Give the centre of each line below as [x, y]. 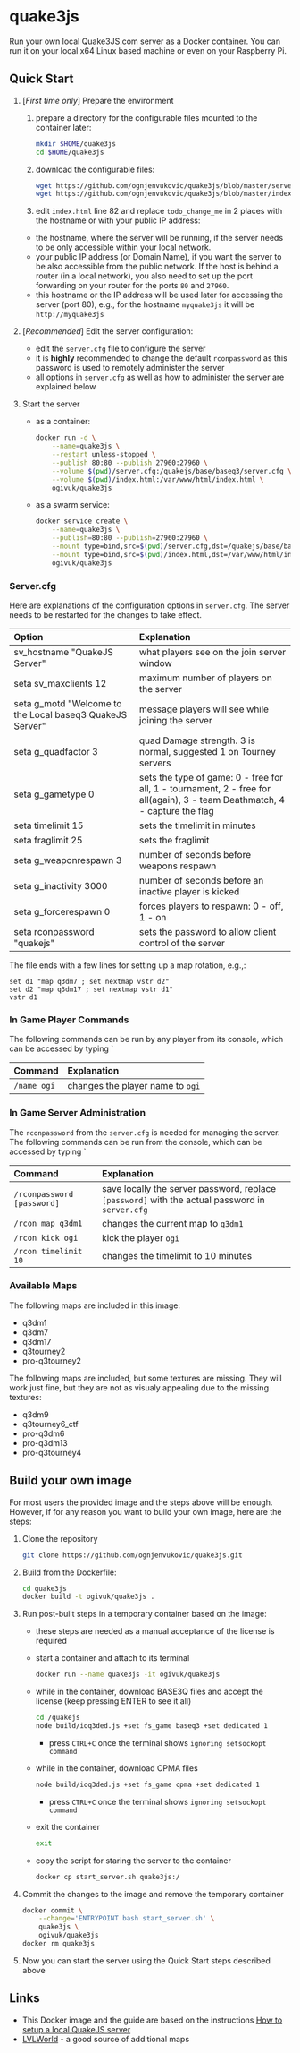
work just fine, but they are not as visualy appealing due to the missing [139, 1387]
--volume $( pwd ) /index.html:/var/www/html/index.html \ [158, 479]
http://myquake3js [70, 315]
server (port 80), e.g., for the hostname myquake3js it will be [145, 304]
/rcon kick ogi [46, 1238]
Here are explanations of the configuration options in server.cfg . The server [150, 605]
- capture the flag [176, 810]
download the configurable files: [95, 169]
